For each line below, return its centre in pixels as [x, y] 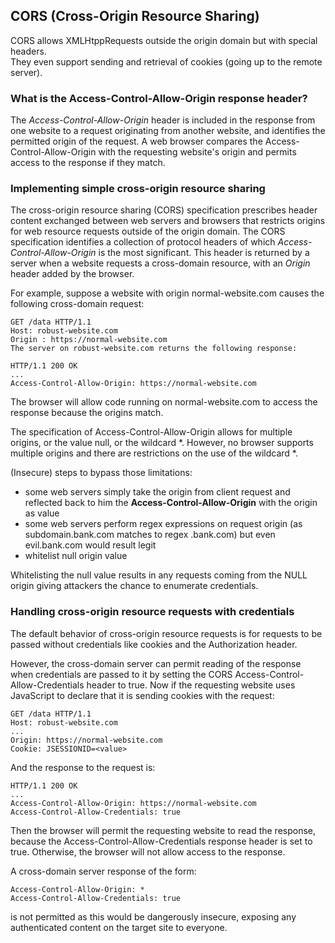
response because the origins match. [87, 413]
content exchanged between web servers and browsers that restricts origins [168, 221]
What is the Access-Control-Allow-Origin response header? [159, 98]
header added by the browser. [72, 274]
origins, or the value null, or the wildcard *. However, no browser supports [162, 443]
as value [42, 513]
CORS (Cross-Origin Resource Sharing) [135, 16]
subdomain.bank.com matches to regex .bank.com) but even [150, 535]
